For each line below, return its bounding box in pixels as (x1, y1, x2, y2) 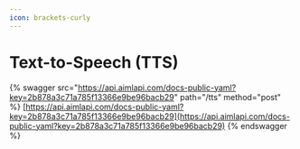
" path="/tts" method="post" (173, 91, 282, 102)
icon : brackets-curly (9, 13, 91, 23)
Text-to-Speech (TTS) (9, 51, 179, 72)
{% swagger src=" (9, 82, 79, 93)
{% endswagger (227, 120, 287, 131)
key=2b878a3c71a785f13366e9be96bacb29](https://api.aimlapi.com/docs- (9, 110, 291, 122)
